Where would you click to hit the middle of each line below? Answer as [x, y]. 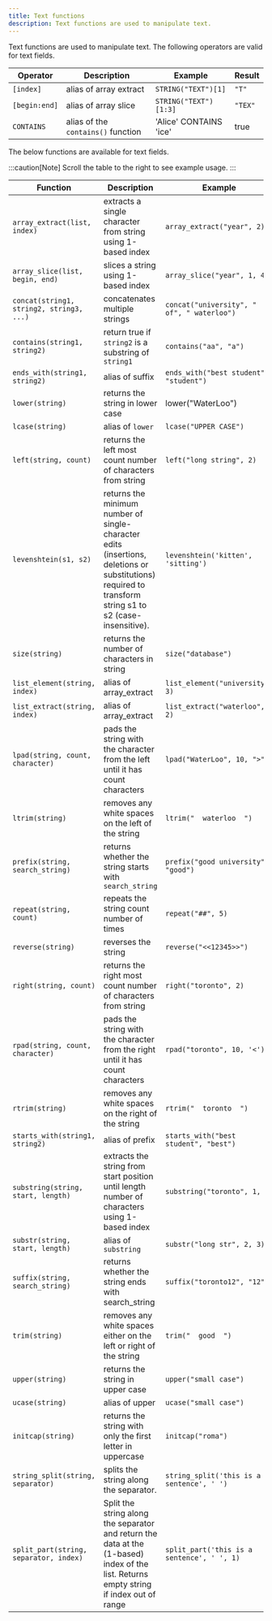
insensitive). [126, 625]
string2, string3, [48, 308]
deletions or [126, 564]
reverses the [127, 942]
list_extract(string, [54, 706]
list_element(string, [54, 683]
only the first [127, 1436]
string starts [126, 867]
